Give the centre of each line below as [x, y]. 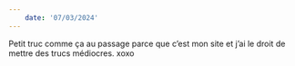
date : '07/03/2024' [62, 18]
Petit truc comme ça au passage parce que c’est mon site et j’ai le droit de [147, 43]
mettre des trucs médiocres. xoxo [71, 53]
